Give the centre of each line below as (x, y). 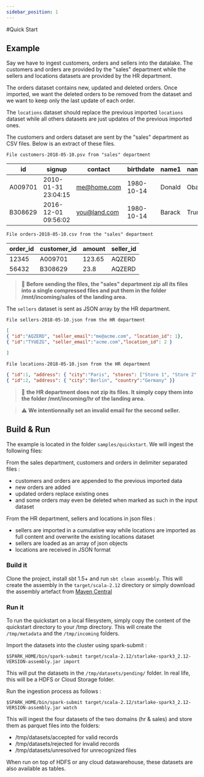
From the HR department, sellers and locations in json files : (81, 518)
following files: (25, 451)
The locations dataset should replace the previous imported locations (95, 113)
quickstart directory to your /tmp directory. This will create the (84, 627)
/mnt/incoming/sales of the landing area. (74, 297)
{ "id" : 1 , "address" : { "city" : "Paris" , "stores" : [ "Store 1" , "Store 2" (102, 374)
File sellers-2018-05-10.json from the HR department (76, 320)
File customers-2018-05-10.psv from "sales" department (78, 155)
